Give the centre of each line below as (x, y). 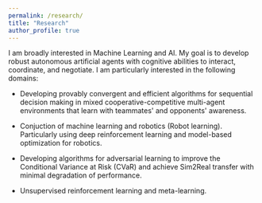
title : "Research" (39, 23)
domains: (23, 78)
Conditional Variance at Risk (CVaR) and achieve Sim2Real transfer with (137, 167)
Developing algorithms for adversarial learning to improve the (120, 158)
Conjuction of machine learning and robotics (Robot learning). (121, 126)
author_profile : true (44, 30)
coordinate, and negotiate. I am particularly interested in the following (122, 70)
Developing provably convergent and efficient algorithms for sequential (136, 94)
